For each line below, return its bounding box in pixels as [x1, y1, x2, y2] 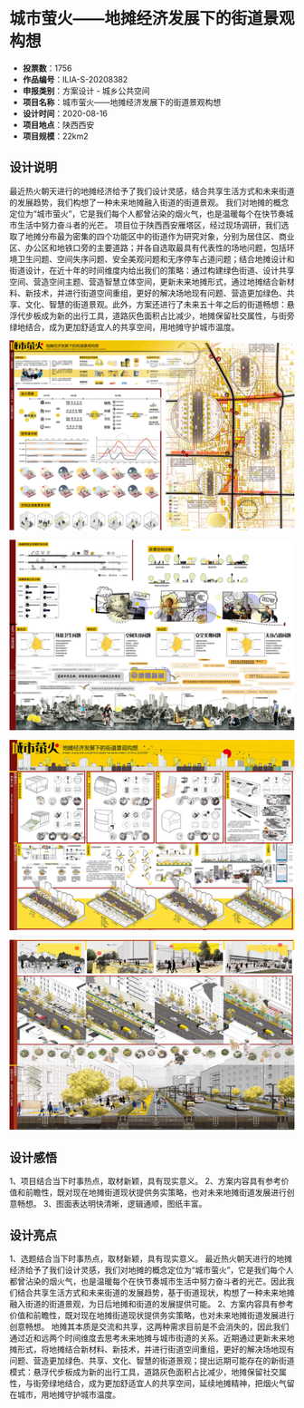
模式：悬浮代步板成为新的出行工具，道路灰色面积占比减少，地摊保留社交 [9, 1366, 279, 1378]
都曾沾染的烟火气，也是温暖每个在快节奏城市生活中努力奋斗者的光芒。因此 [9, 1276, 287, 1287]
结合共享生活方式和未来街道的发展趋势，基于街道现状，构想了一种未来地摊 [16, 1287, 295, 1298]
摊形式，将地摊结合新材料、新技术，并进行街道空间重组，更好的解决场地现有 [9, 1344, 295, 1355]
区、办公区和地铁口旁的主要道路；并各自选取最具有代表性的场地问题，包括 [9, 242, 287, 253]
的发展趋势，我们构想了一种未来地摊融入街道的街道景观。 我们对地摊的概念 [9, 197, 290, 208]
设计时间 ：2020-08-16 [22, 108, 109, 119]
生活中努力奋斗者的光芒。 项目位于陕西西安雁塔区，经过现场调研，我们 [16, 219, 281, 230]
